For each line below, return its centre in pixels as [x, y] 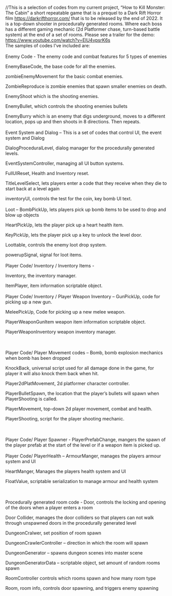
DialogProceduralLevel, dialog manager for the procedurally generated [80, 148]
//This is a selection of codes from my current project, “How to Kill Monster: [85, 7]
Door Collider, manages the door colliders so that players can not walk [80, 517]
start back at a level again [33, 189]
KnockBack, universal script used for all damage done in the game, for [80, 368]
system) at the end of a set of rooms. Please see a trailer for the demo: [80, 35]
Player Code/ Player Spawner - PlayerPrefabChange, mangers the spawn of [85, 439]
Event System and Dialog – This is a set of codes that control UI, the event [83, 132]
